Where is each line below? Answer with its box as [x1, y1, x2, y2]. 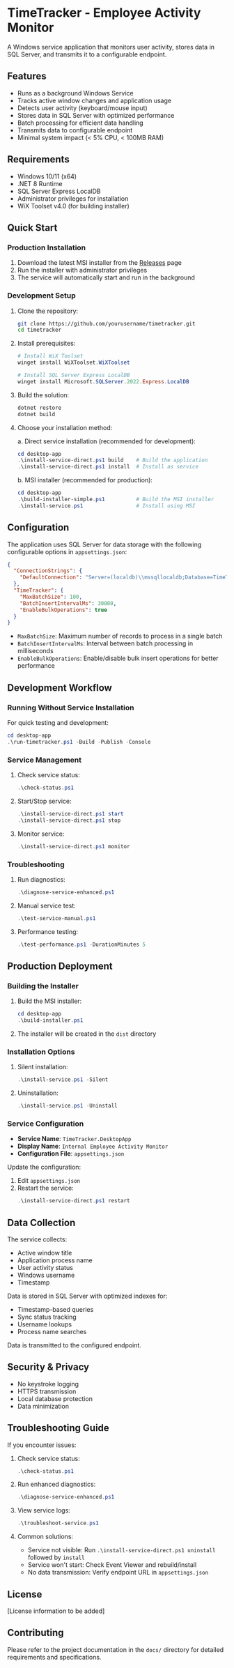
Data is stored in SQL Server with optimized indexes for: [7, 1292, 168, 1300]
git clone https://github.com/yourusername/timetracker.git [17, 320, 196, 327]
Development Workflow [7, 682, 113, 694]
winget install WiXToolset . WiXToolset [17, 359, 130, 367]
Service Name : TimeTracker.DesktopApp [17, 1135, 132, 1143]
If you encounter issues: [7, 1441, 77, 1449]
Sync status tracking [17, 1313, 77, 1321]
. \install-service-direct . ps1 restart [17, 1198, 130, 1204]
